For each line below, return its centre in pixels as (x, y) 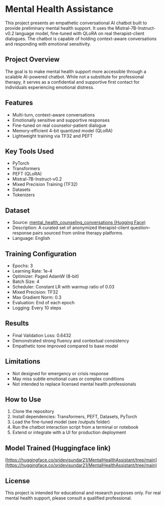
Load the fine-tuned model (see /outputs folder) (61, 422)
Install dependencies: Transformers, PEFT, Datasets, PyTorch (75, 417)
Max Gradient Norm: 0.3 (37, 297)
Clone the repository (33, 411)
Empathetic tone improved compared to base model (65, 346)
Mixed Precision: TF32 (35, 292)
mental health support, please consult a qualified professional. (69, 498)
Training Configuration (41, 254)
